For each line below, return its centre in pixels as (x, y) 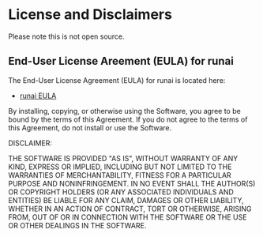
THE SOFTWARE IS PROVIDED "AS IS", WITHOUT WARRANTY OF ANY (123, 158)
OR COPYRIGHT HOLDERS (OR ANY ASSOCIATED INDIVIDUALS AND (121, 192)
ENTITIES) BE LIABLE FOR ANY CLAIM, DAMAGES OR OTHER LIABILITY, (126, 200)
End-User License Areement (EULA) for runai (121, 61)
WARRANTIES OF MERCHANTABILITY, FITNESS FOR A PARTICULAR (120, 175)
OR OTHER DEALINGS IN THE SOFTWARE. (77, 225)
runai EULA (38, 96)
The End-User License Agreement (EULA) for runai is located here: (117, 80)
